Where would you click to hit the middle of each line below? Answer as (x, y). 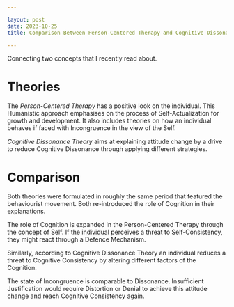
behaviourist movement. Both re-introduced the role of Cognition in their (111, 204)
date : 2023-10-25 (32, 26)
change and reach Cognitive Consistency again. (76, 296)
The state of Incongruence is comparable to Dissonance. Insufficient (106, 281)
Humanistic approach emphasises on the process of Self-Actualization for (113, 113)
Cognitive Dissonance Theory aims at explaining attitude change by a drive (115, 142)
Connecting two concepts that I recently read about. (82, 58)
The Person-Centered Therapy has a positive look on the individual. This (111, 106)
